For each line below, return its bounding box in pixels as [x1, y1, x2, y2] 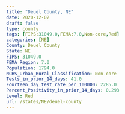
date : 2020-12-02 [6, 14, 50, 21]
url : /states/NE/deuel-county [6, 98, 82, 104]
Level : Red [6, 93, 34, 99]
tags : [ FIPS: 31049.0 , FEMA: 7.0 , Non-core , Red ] [6, 31, 120, 37]
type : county [6, 25, 39, 32]
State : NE [6, 48, 31, 54]
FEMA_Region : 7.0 [6, 59, 50, 65]
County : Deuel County [6, 43, 61, 49]
